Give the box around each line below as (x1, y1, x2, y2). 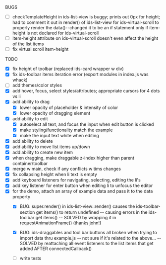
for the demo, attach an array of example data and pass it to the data (12, 188, 153, 194)
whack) (12, 77, 28, 83)
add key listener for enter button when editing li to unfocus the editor (12, 182, 153, 188)
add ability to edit (12, 115, 48, 121)
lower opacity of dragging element (19, 110, 91, 116)
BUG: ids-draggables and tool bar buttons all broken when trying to (19, 229, 157, 235)
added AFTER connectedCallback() (19, 246, 92, 252)
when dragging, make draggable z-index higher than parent (12, 155, 135, 161)
